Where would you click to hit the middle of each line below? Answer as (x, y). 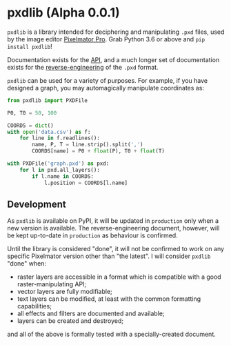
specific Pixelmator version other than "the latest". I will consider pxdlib (109, 256)
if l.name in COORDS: (63, 176)
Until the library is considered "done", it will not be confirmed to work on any (116, 249)
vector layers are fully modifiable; (64, 292)
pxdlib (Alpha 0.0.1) (63, 13)
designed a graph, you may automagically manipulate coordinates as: (106, 88)
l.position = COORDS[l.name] (86, 183)
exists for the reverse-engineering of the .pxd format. (83, 67)
